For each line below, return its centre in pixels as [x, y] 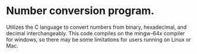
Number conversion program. [80, 11]
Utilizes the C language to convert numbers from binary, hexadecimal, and [96, 27]
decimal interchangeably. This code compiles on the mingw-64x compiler [96, 33]
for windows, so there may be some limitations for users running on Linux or [99, 39]
